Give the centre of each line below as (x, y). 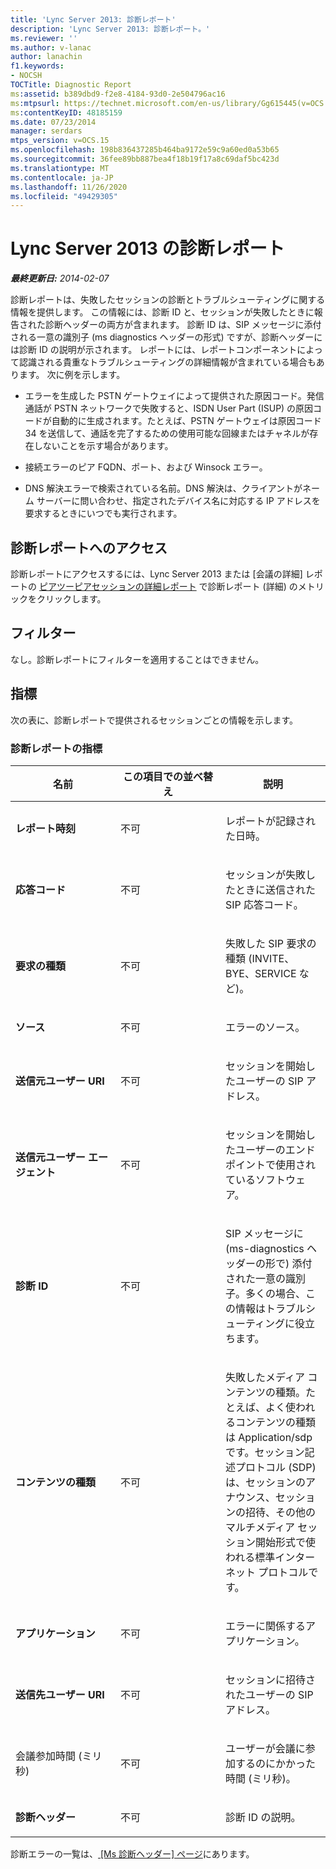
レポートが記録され (271, 821)
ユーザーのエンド (275, 1149)
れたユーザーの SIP (269, 1694)
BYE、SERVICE (261, 973)
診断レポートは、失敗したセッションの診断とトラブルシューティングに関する (168, 300)
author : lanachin (46, 57)
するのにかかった (276, 1763)
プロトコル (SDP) (276, 1467)
